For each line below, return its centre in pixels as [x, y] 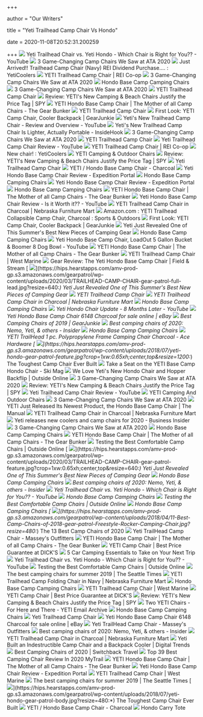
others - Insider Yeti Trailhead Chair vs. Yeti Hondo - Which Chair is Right [102, 490]
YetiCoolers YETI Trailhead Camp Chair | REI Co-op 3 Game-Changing [101, 75]
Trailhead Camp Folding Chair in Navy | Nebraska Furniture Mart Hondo [99, 581]
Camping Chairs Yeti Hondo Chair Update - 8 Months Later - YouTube [98, 309]
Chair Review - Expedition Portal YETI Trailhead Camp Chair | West [93, 673]
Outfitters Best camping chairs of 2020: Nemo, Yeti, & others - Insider [97, 631]
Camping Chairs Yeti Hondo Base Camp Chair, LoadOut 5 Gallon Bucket [99, 240]
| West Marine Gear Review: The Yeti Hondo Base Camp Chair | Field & [98, 261]
